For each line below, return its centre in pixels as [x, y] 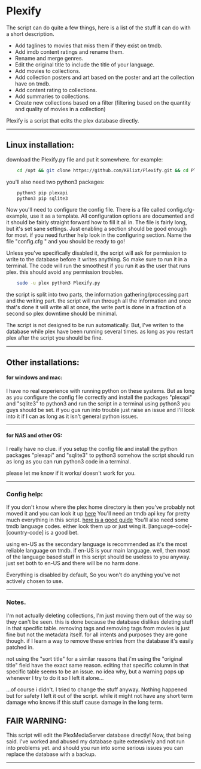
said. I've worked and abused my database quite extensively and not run [96, 741]
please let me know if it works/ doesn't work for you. [71, 473]
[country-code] [25, 533]
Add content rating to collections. [56, 90]
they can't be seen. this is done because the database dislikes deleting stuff [100, 622]
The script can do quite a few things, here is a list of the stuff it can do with [98, 28]
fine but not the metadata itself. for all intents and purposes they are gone [97, 634]
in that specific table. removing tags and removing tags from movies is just [98, 628]
